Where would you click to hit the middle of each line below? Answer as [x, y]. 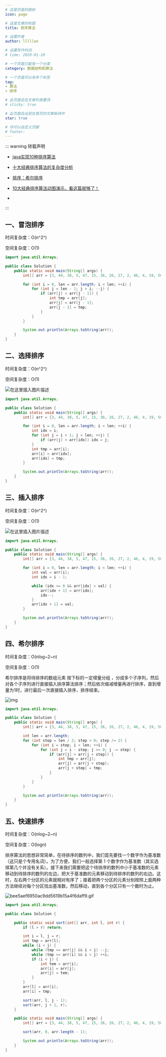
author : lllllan [22, 42]
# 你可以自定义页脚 [22, 127]
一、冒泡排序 [25, 225]
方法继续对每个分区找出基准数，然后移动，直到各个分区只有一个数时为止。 [81, 886]
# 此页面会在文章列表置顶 [28, 100]
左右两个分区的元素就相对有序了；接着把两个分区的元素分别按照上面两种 [87, 880]
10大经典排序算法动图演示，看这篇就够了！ [56, 188]
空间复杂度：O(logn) [26, 844]
